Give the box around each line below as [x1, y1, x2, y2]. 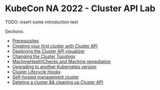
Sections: [5, 28, 25, 34]
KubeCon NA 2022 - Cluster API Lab [5, 3, 156, 14]
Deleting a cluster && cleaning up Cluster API [12, 79, 104, 85]
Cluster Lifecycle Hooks [12, 69, 61, 74]
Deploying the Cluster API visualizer [12, 48, 85, 54]
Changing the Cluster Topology [12, 53, 76, 59]
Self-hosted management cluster [12, 74, 79, 80]
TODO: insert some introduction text [5, 19, 79, 25]
